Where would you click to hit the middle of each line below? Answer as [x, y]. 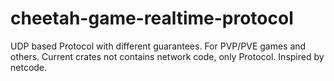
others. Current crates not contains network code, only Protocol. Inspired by [167, 56]
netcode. [29, 67]
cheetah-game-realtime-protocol [152, 18]
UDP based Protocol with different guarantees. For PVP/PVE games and [158, 46]
